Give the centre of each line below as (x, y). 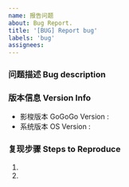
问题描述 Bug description (57, 75)
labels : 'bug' (32, 38)
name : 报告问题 (31, 16)
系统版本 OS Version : (55, 127)
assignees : (26, 45)
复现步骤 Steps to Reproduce (64, 150)
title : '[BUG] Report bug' (53, 30)
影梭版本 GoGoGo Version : (64, 117)
